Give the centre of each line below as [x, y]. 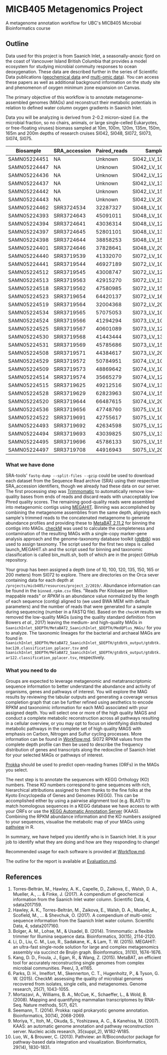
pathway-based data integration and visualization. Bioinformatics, [80, 1042]
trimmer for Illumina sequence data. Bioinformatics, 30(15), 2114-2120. [84, 936]
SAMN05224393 [28, 216]
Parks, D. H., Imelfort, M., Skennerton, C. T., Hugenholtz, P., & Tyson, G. [86, 974]
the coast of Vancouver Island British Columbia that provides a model [76, 61]
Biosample [28, 151]
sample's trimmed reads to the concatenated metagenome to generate [78, 518]
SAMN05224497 [28, 450]
